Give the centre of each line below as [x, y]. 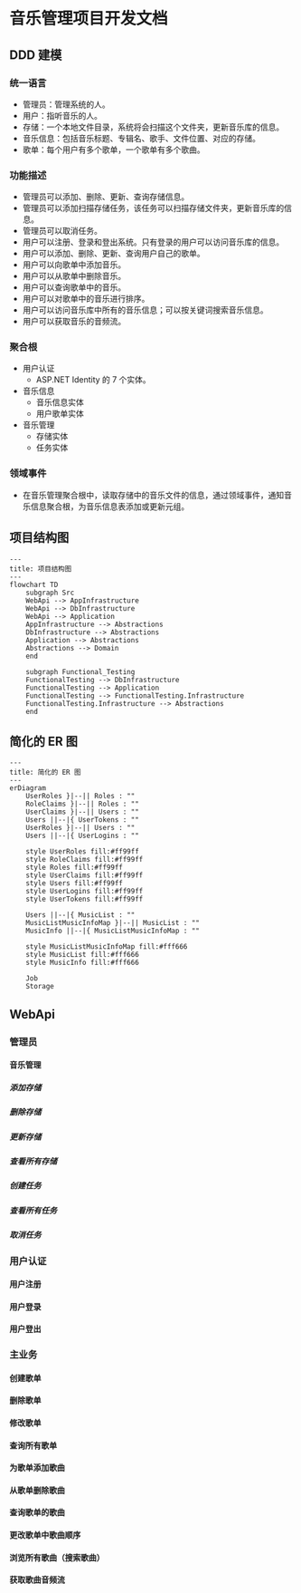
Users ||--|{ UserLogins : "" [83, 836]
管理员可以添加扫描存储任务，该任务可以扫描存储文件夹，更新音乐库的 [153, 208]
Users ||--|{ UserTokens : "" [83, 820]
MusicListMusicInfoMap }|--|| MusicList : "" [113, 923]
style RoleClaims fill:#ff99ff [85, 860]
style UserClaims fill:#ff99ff [85, 875]
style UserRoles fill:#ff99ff [83, 852]
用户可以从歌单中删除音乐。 [74, 276]
